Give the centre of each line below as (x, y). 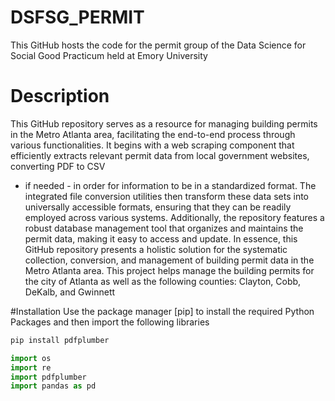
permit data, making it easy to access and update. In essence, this (161, 238)
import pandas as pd (53, 386)
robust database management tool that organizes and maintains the (164, 228)
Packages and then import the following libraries (110, 322)
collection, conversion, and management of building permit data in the (169, 260)
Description (60, 96)
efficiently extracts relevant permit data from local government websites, (160, 155)
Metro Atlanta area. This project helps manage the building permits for (169, 270)
